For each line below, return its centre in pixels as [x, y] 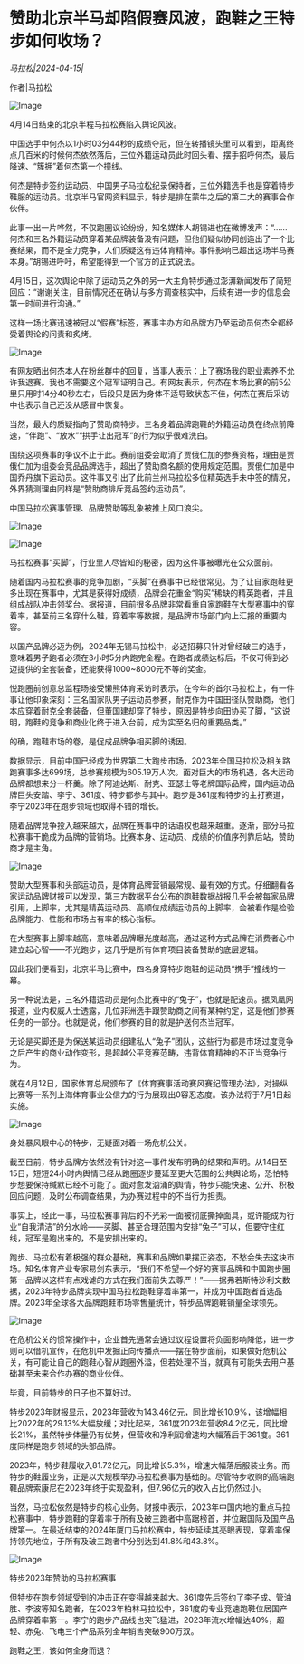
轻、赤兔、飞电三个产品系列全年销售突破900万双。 [104, 1631]
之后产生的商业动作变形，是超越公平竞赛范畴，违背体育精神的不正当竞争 [144, 1052]
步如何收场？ [57, 41]
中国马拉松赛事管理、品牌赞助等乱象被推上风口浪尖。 [109, 508]
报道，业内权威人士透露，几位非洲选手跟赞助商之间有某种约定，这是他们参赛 [152, 1010]
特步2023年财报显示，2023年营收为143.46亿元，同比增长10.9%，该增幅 [144, 1412]
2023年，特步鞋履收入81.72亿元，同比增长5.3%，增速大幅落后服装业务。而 [150, 1465]
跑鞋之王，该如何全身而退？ [61, 1650]
